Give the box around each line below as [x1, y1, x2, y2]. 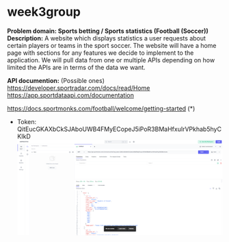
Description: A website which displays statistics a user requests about [7, 34, 206, 42]
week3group [7, 4, 81, 20]
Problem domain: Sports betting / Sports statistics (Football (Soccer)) [7, 27, 208, 35]
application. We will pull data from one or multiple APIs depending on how [7, 56, 215, 64]
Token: [16, 117, 36, 125]
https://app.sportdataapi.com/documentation [7, 90, 135, 99]
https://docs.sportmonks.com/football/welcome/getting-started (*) [7, 104, 196, 112]
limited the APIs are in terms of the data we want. [7, 63, 146, 71]
